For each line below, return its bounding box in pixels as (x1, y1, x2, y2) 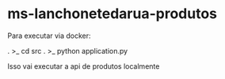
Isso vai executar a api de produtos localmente (7, 61, 160, 71)
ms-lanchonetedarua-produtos (7, 5, 218, 23)
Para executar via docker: (7, 31, 92, 40)
